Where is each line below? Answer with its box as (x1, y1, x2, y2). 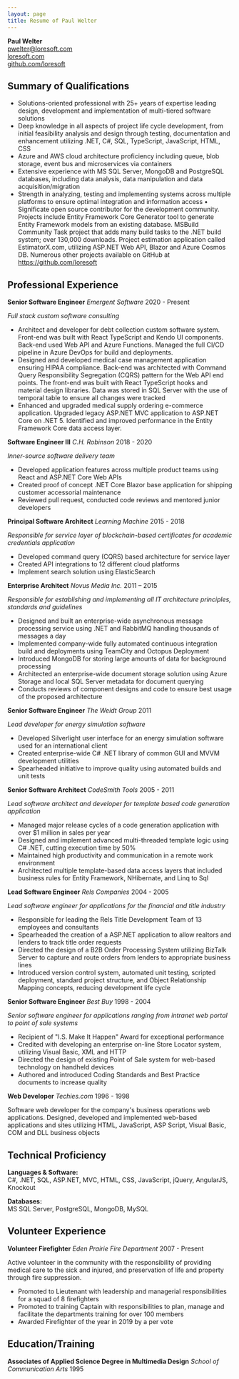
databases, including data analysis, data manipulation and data (17, 175, 203, 183)
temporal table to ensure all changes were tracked (17, 394, 166, 402)
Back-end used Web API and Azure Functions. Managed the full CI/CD (17, 340, 225, 350)
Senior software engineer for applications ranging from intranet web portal (7, 1011, 228, 1020)
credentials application (7, 539, 76, 547)
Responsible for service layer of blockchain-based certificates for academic (7, 531, 233, 539)
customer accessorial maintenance (17, 488, 121, 497)
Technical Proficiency (7, 1149, 107, 1161)
